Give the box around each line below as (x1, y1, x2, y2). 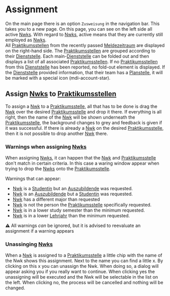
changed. (5, 285, 25, 291)
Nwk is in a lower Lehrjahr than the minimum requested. (12, 213, 130, 219)
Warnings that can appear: (5, 175, 61, 182)
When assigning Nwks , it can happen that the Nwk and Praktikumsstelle (5, 155, 156, 161)
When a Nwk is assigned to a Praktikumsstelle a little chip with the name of (5, 252, 163, 259)
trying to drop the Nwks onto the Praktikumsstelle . (5, 166, 111, 172)
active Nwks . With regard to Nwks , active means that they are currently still (5, 31, 163, 37)
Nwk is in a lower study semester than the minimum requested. (12, 207, 145, 213)
